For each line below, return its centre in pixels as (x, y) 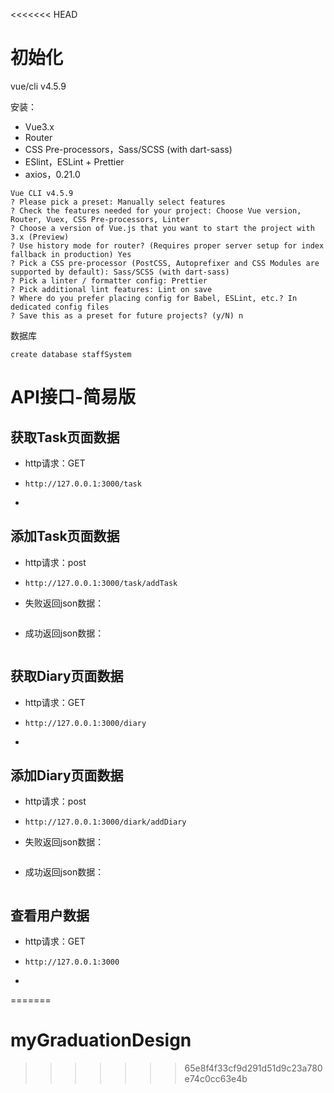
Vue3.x (39, 126)
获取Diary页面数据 (67, 676)
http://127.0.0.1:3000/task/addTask (101, 583)
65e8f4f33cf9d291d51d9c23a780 (253, 1068)
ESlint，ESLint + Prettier (74, 161)
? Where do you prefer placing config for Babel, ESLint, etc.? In (154, 298)
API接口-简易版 (73, 397)
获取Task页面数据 (65, 437)
